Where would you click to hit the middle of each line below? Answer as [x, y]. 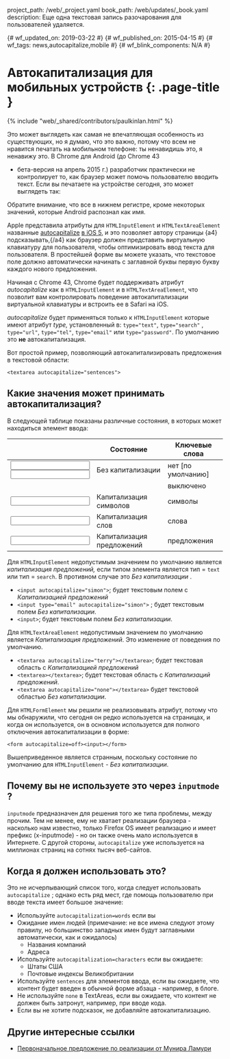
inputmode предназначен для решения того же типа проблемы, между [110, 813]
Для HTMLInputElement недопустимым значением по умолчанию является [115, 561]
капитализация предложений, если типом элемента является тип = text [114, 569]
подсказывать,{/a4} [36, 240]
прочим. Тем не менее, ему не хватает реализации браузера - [99, 820]
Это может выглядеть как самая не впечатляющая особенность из [105, 134]
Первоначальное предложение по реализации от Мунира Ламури [114, 1049]
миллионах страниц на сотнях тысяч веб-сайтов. [79, 850]
